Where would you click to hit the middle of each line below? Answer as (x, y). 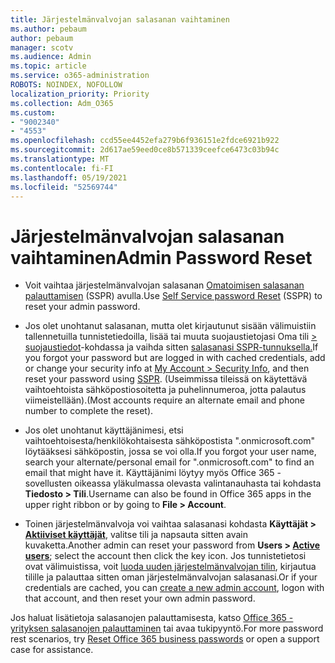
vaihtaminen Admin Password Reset (161, 257)
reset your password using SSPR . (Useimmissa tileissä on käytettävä (166, 379)
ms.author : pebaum (48, 29)
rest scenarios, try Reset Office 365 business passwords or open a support (165, 639)
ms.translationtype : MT (60, 159)
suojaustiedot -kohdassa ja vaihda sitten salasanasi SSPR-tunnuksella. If (171, 347)
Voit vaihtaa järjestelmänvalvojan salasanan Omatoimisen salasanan (164, 285)
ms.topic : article (48, 66)
